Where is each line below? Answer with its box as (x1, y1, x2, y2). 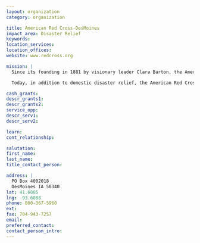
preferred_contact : (6, 222, 55, 228)
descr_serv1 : (6, 113, 39, 119)
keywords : (6, 36, 31, 42)
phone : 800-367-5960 (6, 200, 58, 206)
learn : (6, 129, 23, 135)
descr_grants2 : (6, 102, 44, 108)
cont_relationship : (6, 135, 55, 141)
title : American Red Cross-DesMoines (6, 25, 100, 31)
